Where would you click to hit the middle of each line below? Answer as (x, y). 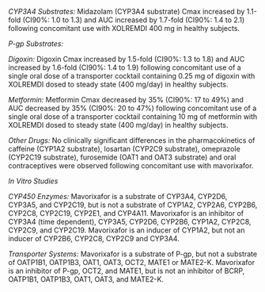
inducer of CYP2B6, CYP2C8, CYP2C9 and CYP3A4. (94, 238)
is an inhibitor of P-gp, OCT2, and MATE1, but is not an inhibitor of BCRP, (127, 271)
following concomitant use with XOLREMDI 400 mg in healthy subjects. (124, 28)
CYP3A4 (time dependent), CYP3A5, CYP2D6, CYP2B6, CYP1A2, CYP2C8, (130, 222)
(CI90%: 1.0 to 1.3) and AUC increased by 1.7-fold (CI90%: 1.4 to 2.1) (134, 20)
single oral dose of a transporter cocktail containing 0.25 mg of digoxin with (132, 76)
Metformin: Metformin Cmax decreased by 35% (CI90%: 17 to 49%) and (126, 100)
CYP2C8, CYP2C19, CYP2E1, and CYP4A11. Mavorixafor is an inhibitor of (126, 213)
